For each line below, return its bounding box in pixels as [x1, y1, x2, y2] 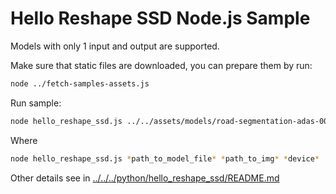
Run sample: [10, 97, 62, 109]
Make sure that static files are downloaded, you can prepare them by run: [10, 59, 313, 71]
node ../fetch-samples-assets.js [10, 78, 150, 89]
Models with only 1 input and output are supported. [10, 40, 220, 52]
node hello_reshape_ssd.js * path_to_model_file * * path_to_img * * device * [10, 153, 320, 164]
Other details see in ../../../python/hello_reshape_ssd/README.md [10, 172, 280, 184]
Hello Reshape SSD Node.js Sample [10, 7, 311, 30]
